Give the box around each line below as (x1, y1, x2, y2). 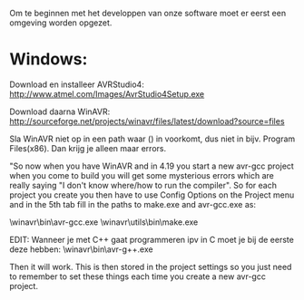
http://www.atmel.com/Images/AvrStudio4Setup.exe (9, 88, 205, 99)
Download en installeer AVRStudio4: (9, 79, 145, 90)
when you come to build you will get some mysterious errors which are (9, 169, 274, 180)
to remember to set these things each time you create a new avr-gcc (9, 271, 266, 282)
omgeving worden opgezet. (9, 17, 113, 28)
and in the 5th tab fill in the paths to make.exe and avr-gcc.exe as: (9, 198, 257, 209)
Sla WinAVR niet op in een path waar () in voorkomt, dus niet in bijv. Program (9, 133, 296, 144)
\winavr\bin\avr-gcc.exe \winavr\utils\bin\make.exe (9, 217, 199, 227)
